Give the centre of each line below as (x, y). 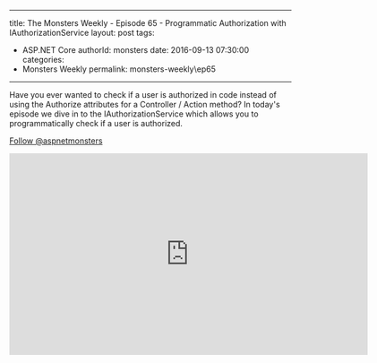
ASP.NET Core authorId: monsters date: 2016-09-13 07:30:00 (135, 50)
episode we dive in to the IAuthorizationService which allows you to (134, 114)
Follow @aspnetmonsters (56, 141)
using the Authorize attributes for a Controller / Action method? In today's (145, 104)
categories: (43, 60)
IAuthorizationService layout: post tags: (82, 33)
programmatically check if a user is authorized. (96, 123)
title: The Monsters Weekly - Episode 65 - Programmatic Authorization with (148, 23)
